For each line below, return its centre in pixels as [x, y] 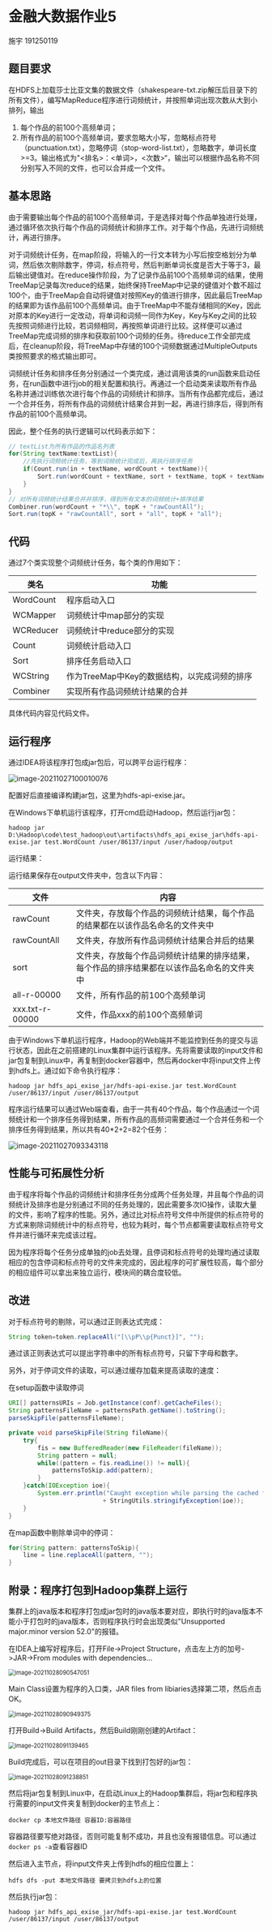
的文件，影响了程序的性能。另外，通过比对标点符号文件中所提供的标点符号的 [136, 1215]
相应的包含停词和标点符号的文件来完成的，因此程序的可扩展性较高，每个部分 [136, 1262]
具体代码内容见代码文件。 [51, 713]
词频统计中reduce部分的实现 [120, 631]
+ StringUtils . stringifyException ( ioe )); [173, 1501]
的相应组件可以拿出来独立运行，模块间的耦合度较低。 [97, 1272]
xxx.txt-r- [32, 1009]
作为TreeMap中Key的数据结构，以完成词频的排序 [159, 677]
